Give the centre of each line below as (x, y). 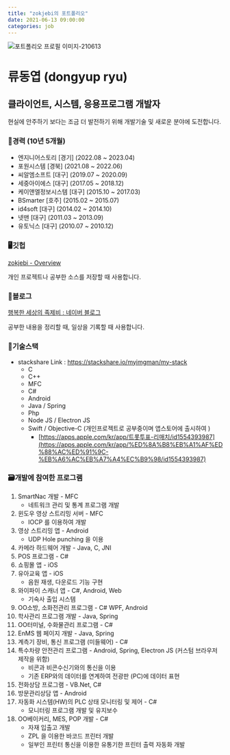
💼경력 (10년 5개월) (37, 141)
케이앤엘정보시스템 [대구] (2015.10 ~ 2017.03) (79, 192)
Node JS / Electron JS (59, 420)
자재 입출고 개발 (49, 727)
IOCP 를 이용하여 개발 (57, 522)
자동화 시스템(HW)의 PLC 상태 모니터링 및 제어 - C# (87, 702)
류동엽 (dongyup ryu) (68, 77)
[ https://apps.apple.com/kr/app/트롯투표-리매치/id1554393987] (126, 437)
